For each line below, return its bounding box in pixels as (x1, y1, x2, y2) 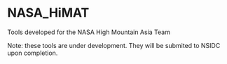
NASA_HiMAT (7, 5, 90, 21)
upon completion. (7, 49, 58, 57)
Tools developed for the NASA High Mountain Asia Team (7, 28, 170, 36)
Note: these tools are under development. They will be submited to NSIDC (7, 41, 221, 49)
